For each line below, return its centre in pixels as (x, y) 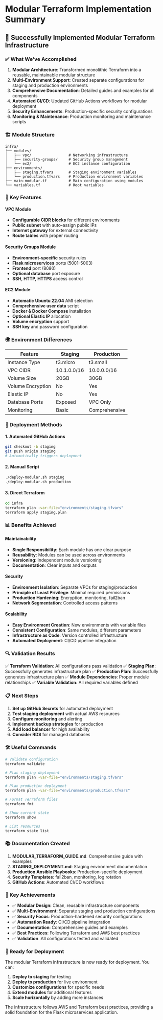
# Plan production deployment (36, 786)
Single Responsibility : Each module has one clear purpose (72, 550)
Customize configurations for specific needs (58, 987)
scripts (19, 121)
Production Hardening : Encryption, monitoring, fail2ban (69, 598)
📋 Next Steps (22, 696)
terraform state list (27, 831)
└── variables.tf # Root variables (55, 185)
